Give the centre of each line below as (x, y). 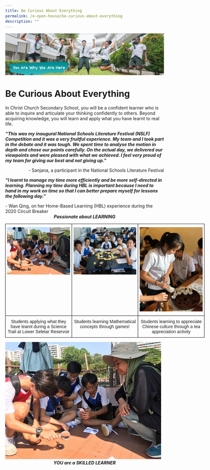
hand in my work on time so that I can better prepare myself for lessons (82, 191)
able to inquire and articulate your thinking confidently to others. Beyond (80, 113)
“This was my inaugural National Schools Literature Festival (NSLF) (78, 134)
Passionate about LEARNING (85, 217)
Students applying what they (39, 321)
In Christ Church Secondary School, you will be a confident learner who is (82, 108)
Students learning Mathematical (105, 321)
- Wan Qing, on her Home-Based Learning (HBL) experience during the (79, 206)
